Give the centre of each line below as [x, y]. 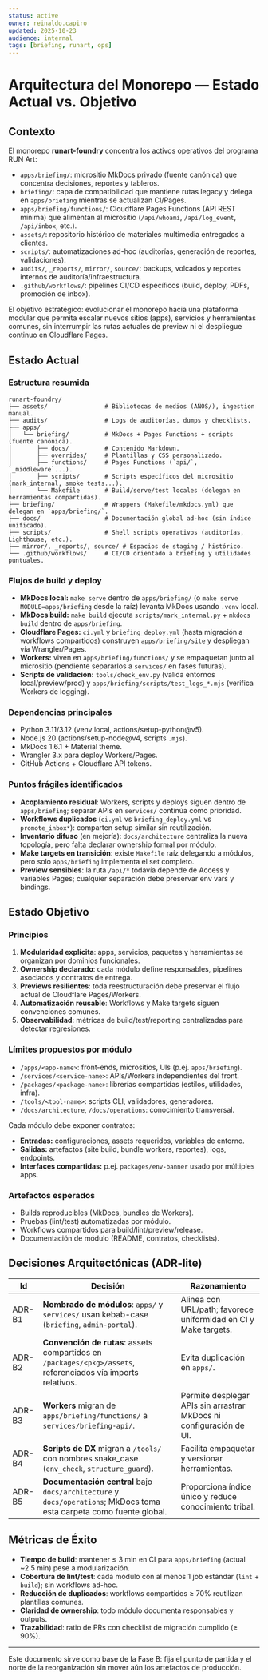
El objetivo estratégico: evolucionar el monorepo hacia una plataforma [123, 310]
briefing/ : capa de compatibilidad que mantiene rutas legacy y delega [136, 192]
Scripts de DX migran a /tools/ [102, 1448]
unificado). [28, 525]
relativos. [60, 1382]
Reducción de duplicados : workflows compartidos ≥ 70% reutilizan [131, 1593]
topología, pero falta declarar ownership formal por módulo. [118, 844]
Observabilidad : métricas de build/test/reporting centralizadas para [131, 1020]
